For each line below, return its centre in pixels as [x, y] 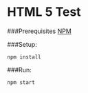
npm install [24, 57]
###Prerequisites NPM [40, 31]
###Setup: [22, 44]
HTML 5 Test [44, 12]
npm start [21, 82]
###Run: [20, 70]
